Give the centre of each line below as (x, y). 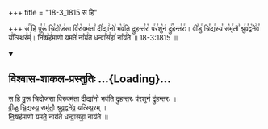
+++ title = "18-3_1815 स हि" (53, 12)
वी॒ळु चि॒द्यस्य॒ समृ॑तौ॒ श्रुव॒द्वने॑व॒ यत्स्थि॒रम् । (58, 107)
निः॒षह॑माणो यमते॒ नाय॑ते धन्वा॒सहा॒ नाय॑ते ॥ (58, 116)
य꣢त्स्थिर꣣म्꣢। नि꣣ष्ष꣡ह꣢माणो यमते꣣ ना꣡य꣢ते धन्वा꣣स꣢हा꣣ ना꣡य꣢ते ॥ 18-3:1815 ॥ (93, 37)
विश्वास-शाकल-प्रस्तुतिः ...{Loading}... (90, 79)
